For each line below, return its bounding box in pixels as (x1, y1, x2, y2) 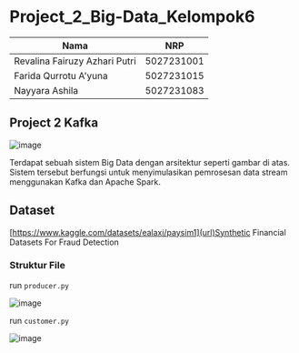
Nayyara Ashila (14, 84, 79, 96)
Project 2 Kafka (9, 116, 98, 131)
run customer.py (9, 315, 70, 326)
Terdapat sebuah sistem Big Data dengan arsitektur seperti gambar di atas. (9, 156, 291, 167)
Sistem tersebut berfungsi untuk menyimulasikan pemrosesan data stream (9, 166, 288, 177)
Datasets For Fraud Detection (9, 237, 120, 247)
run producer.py (9, 279, 70, 290)
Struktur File (9, 259, 65, 272)
